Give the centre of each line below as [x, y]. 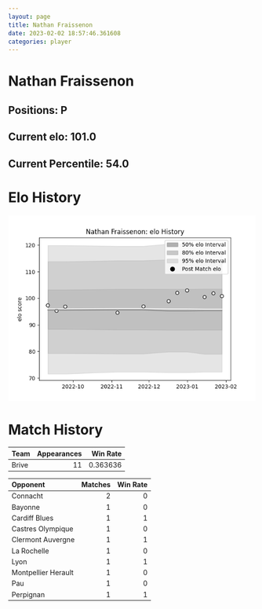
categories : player [40, 42]
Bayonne [26, 507]
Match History [56, 429]
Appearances [59, 453]
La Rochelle [30, 551]
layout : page [29, 17]
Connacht [27, 496]
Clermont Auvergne [43, 540]
